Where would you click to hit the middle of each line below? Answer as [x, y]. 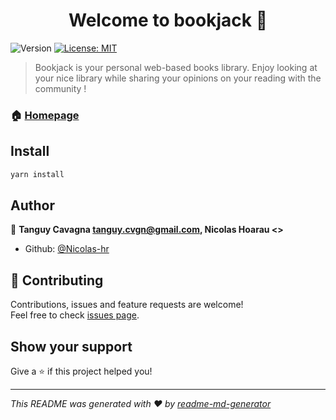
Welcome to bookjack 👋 [168, 20]
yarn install [37, 174]
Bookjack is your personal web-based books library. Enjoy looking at [176, 67]
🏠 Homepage [45, 115]
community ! [60, 88]
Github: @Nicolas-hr [67, 249]
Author [32, 205]
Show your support [71, 346]
